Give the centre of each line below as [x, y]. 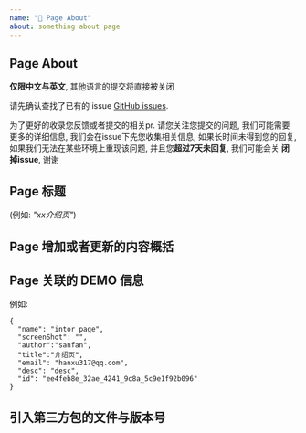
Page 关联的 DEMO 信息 [77, 280]
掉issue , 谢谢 [34, 160]
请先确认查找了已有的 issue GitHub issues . [89, 106]
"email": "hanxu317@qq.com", [73, 363]
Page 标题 [38, 191]
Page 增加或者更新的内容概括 [92, 246]
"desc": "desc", [48, 371]
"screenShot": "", [53, 338]
